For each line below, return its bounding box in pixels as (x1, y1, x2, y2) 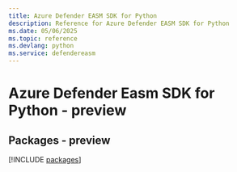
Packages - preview (8, 133, 111, 147)
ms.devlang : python (8, 42, 74, 50)
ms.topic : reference (8, 34, 78, 43)
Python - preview (8, 102, 127, 120)
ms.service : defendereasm (8, 49, 95, 57)
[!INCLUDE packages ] (8, 155, 82, 164)
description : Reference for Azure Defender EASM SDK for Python (8, 19, 230, 27)
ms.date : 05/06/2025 (8, 27, 78, 35)
